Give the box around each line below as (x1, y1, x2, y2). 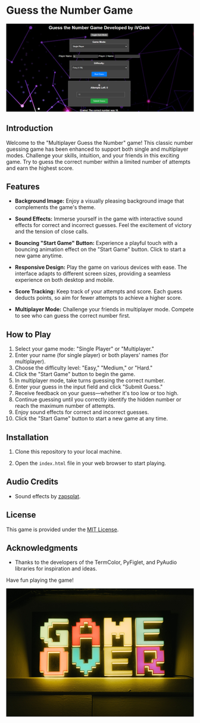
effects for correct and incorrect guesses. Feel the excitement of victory (14, 222, 192, 229)
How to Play (6, 329, 52, 340)
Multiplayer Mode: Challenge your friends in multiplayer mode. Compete (14, 306, 194, 313)
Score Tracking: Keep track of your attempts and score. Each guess (14, 288, 183, 295)
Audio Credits (6, 477, 58, 487)
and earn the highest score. (6, 165, 74, 172)
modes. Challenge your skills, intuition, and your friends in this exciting (6, 151, 180, 159)
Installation (6, 432, 49, 442)
